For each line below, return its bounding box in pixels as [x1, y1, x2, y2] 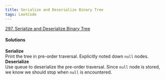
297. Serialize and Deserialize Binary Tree [5, 25, 91, 31]
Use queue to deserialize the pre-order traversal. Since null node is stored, [5, 64, 161, 70]
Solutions [5, 37, 26, 43]
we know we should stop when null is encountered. [5, 69, 112, 75]
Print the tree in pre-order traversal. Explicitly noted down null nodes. [5, 53, 149, 59]
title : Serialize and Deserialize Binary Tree [5, 7, 104, 12]
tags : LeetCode [5, 12, 37, 17]
